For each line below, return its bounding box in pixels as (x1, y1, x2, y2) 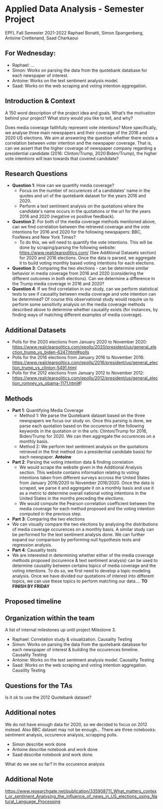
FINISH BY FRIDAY (12, 583, 50, 589)
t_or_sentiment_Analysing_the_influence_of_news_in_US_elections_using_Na (5, 793, 158, 799)
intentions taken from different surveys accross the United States (19, 475, 150, 480)
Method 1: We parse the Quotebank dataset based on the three (19, 413, 146, 418)
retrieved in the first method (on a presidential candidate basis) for (19, 449, 152, 454)
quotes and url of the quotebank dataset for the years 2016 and (19, 193, 147, 199)
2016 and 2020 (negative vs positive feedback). (19, 213, 115, 220)
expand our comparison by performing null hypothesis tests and (12, 537, 141, 543)
